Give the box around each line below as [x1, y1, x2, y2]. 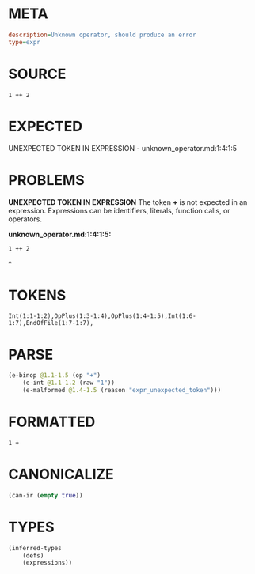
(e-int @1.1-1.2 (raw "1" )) [22, 379, 115, 387]
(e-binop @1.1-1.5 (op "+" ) [8, 372, 101, 380]
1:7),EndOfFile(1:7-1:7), [8, 319, 93, 327]
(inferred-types [8, 544, 62, 552]
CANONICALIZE [8, 466, 115, 483]
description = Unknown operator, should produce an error [8, 31, 196, 39]
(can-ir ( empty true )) [8, 491, 83, 499]
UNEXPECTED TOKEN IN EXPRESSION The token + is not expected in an [8, 197, 248, 206]
